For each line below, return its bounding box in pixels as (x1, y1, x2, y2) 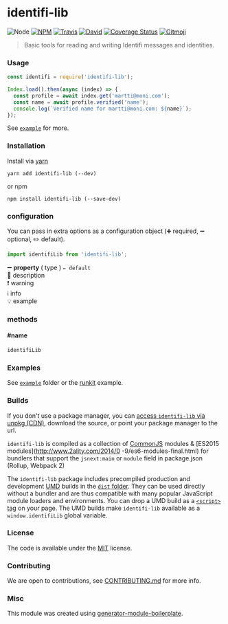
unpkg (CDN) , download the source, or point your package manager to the (7, 419, 218, 427)
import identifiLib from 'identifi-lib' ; (7, 251, 128, 258)
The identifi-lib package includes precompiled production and (7, 474, 191, 482)
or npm (7, 182, 27, 190)
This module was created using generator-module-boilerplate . (7, 610, 183, 618)
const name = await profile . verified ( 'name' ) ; (13, 98, 149, 106)
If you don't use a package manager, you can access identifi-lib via (7, 411, 205, 420)
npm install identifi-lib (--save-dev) (7, 195, 122, 202)
